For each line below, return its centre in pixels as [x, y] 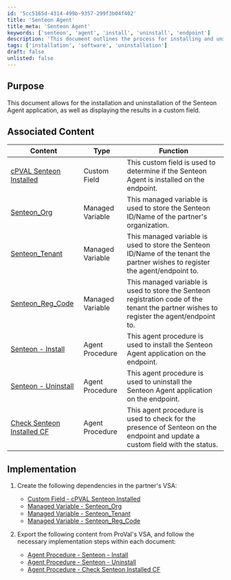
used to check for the [161, 419]
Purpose [26, 86]
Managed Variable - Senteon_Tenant [79, 514]
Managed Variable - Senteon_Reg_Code [84, 521]
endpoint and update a [163, 436]
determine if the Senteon [167, 171]
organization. [148, 226]
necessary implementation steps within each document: [97, 541]
